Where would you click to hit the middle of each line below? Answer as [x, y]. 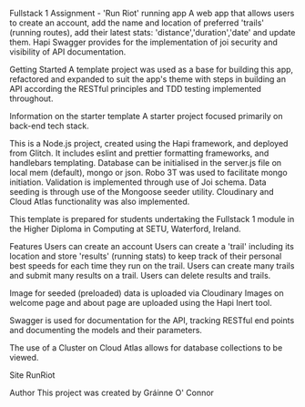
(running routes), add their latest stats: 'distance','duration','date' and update [152, 32]
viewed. [24, 357]
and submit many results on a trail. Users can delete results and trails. [140, 275]
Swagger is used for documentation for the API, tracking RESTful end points [152, 321]
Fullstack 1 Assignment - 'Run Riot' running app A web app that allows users [152, 13]
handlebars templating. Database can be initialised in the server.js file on [146, 163]
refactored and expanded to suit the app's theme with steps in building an [148, 79]
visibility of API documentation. [68, 52]
